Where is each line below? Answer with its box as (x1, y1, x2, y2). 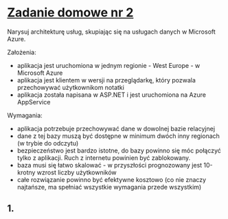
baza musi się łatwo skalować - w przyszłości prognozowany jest (16, 161, 203, 169)
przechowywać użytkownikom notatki (16, 83, 125, 91)
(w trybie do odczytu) (16, 139, 79, 147)
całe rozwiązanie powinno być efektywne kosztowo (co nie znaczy (16, 175, 207, 183)
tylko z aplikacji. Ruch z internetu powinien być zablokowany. (16, 153, 191, 162)
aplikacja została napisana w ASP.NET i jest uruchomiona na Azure (16, 91, 206, 99)
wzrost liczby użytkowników (36, 168, 117, 176)
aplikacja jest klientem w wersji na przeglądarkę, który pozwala (16, 76, 196, 84)
